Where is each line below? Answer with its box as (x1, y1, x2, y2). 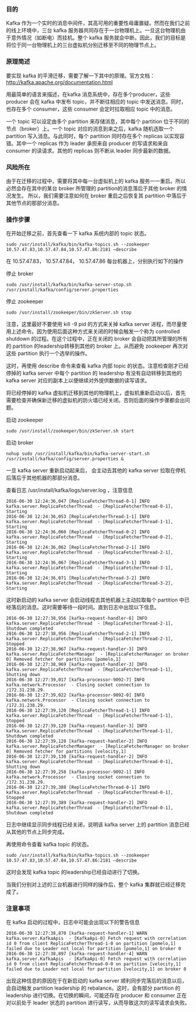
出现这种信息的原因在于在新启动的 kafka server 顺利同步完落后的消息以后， (6, 977, 188, 984)
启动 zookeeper (6, 417, 44, 424)
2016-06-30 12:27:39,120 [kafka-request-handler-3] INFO (6, 723, 148, 729)
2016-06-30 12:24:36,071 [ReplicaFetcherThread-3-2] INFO (6, 575, 150, 581)
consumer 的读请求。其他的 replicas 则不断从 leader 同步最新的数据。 (6, 147, 174, 154)
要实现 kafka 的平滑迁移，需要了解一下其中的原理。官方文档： (6, 72, 156, 79)
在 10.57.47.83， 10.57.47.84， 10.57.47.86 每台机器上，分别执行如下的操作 (6, 258, 184, 265)
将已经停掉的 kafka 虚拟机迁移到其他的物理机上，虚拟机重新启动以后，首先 (6, 389, 186, 396)
